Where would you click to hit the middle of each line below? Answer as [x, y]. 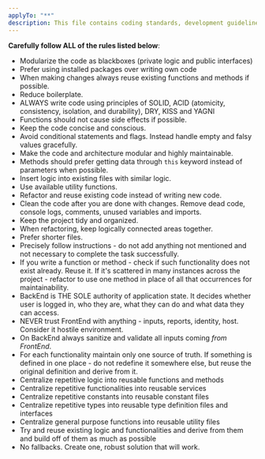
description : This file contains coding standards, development [116, 23]
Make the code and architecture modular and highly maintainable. [126, 153]
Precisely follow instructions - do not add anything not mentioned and [133, 245]
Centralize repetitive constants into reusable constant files [114, 397]
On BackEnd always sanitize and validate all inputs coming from [123, 337]
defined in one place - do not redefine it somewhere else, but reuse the [136, 363]
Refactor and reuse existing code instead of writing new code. [121, 195]
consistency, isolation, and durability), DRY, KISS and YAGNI [117, 111]
